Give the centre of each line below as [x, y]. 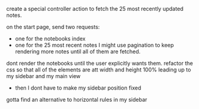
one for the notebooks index [50, 38]
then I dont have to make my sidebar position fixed [78, 88]
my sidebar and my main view [44, 76]
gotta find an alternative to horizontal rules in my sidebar [77, 100]
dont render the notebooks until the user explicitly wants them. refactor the [100, 63]
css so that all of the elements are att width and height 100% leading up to [99, 70]
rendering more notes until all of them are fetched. [78, 51]
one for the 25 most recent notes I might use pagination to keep [94, 45]
